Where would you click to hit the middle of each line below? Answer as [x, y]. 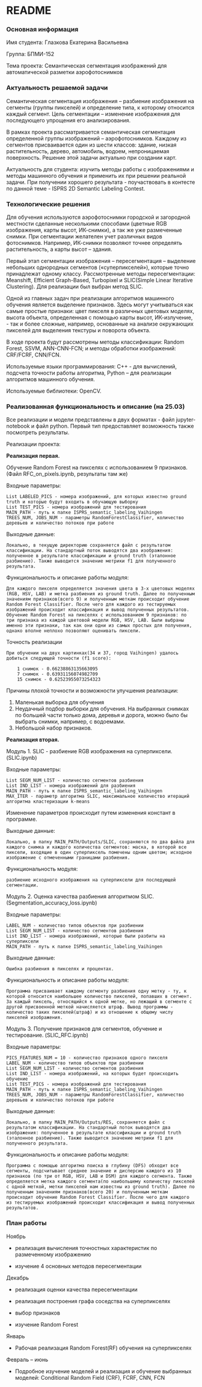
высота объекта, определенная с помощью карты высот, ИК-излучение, [99, 318]
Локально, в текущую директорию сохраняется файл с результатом [88, 545]
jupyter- [186, 420]
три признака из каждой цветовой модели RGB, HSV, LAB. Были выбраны [95, 621]
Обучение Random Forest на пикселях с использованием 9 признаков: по [96, 615]
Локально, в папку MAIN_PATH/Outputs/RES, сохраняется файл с [86, 1122]
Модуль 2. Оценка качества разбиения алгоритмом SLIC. [80, 897]
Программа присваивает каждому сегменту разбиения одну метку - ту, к [96, 991]
